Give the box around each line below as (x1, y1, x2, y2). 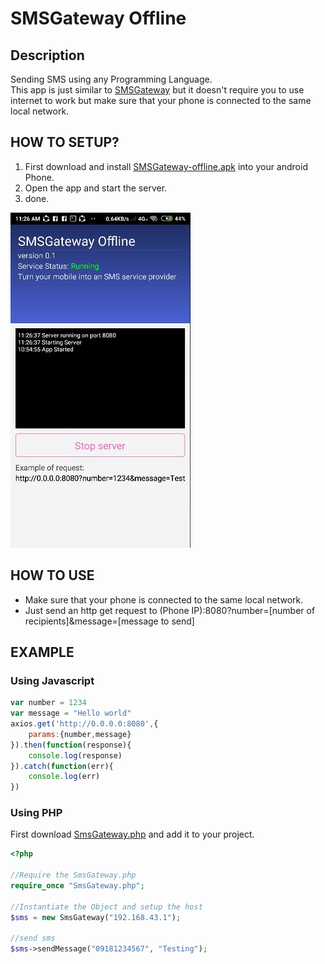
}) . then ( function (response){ (10, 740, 132, 750)
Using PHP (10, 806, 63, 820)
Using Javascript (10, 673, 95, 687)
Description (10, 47, 85, 64)
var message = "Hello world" (10, 708, 132, 719)
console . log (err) (28, 772, 101, 782)
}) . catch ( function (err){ (10, 761, 114, 771)
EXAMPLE (10, 644, 75, 661)
